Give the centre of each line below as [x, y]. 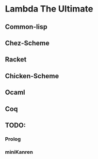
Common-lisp [26, 27]
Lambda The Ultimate [49, 9]
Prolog [13, 139]
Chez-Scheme [27, 43]
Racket [16, 60]
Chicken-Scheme [32, 76]
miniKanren [19, 152]
